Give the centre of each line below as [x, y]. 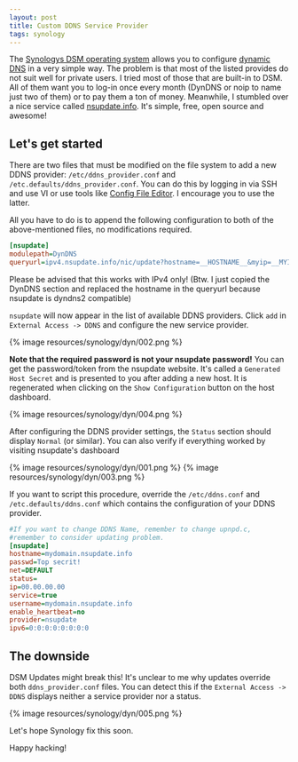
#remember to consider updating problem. [87, 537]
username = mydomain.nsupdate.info [71, 603]
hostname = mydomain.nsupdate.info [71, 554]
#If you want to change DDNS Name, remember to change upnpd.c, [130, 529]
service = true [33, 595]
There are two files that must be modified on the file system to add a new [143, 165]
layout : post [33, 17]
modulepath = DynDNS [43, 254]
